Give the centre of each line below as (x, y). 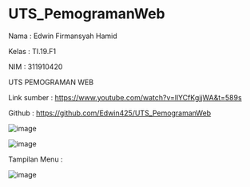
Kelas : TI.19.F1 (32, 51)
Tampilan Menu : (36, 159)
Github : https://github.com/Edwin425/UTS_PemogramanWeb (110, 113)
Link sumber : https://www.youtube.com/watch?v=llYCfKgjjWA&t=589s (125, 97)
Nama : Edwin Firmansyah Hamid (63, 36)
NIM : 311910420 (36, 66)
